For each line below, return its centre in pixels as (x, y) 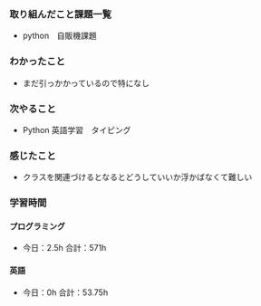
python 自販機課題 (59, 36)
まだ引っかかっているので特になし (86, 82)
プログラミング (37, 226)
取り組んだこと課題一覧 (60, 14)
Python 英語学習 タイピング (77, 129)
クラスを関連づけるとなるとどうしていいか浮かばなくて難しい (137, 177)
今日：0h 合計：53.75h (65, 292)
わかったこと (38, 62)
